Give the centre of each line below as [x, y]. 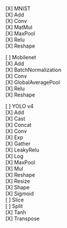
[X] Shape [17, 187]
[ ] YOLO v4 [20, 106]
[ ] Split [14, 206]
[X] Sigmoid [20, 194]
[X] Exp [15, 137]
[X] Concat [19, 125]
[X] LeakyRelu [22, 150]
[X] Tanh [16, 212]
